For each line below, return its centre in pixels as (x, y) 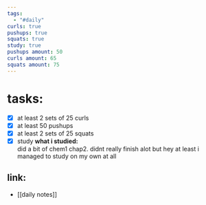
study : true (24, 45)
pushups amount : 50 (35, 52)
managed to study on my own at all (67, 156)
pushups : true (27, 33)
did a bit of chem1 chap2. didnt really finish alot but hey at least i (108, 149)
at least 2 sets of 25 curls (53, 118)
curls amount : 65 (32, 58)
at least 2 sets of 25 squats (55, 133)
